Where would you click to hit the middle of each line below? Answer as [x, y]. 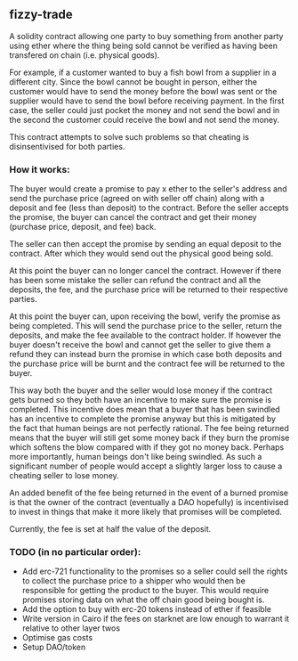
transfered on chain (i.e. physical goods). [85, 55]
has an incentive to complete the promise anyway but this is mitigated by [143, 419]
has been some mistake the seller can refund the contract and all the [135, 281]
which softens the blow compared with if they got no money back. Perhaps [147, 447]
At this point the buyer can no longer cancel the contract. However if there [145, 271]
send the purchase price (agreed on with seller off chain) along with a [137, 199]
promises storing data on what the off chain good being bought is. [143, 600]
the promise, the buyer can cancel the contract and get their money [133, 217]
